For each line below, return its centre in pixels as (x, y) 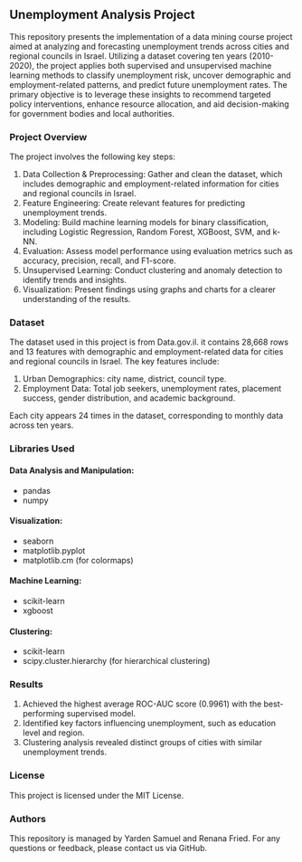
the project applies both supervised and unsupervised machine (154, 65)
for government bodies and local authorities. (92, 113)
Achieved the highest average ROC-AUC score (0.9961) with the (142, 704)
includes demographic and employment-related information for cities (151, 184)
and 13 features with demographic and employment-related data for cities (146, 352)
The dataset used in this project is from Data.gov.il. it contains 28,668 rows (149, 342)
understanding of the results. (76, 299)
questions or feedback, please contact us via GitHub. (109, 848)
